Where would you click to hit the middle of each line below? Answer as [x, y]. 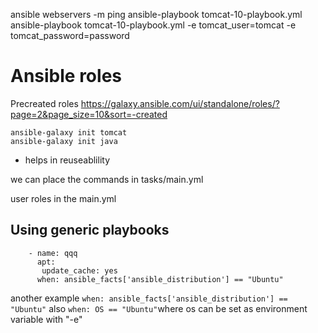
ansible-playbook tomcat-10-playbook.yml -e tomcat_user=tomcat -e [153, 25]
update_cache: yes [79, 270]
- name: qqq [53, 253]
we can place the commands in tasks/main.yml [107, 179]
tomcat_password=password [70, 35]
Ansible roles [66, 76]
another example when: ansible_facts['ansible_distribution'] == [149, 298]
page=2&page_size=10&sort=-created [89, 114]
